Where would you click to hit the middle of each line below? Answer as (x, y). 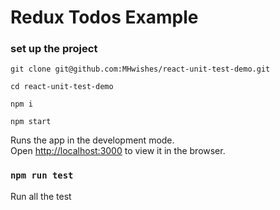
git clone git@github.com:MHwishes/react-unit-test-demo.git (140, 69)
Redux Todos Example (104, 17)
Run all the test (41, 196)
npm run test (42, 175)
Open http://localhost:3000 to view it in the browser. (118, 151)
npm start (31, 122)
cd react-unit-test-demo (62, 87)
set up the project (54, 49)
